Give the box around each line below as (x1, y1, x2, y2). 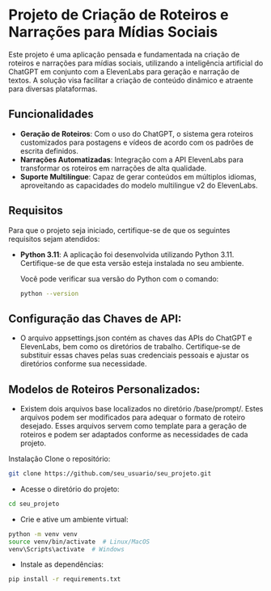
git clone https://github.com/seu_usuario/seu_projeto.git (8, 470, 212, 478)
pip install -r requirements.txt (8, 576, 121, 584)
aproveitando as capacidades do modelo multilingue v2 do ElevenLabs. (19, 180, 258, 190)
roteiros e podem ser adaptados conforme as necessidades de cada (19, 430, 248, 440)
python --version (19, 289, 79, 298)
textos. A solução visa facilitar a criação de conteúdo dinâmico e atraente (8, 75, 253, 85)
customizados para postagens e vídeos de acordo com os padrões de (19, 137, 254, 147)
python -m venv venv (8, 530, 78, 538)
